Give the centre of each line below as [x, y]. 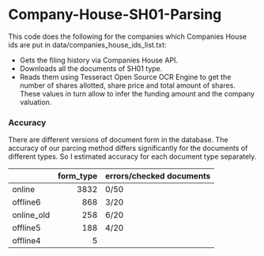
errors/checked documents [158, 176]
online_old [31, 215]
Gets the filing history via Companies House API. [99, 60]
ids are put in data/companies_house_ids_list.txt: [88, 44]
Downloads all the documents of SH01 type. [91, 68]
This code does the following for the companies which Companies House [128, 36]
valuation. [36, 102]
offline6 [26, 202]
